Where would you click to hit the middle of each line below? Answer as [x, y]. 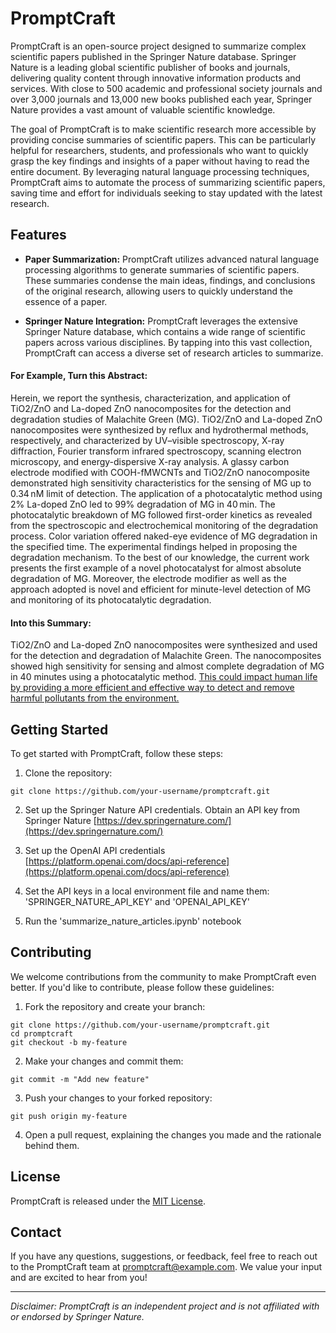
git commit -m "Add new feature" [80, 1079]
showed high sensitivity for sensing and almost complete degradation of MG [167, 666]
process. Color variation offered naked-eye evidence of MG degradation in [164, 536]
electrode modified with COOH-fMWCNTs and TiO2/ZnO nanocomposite [160, 472]
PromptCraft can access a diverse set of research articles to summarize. [174, 353]
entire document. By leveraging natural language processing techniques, [160, 171]
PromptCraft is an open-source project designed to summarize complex [158, 46]
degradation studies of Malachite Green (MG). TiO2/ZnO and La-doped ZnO [166, 419]
